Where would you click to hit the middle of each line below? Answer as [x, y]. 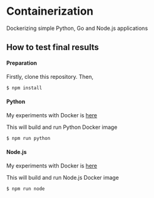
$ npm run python [28, 138]
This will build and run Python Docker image [62, 127]
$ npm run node [26, 189]
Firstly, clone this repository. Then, [50, 76]
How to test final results [53, 47]
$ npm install [24, 88]
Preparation [22, 63]
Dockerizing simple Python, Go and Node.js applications [77, 28]
